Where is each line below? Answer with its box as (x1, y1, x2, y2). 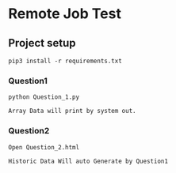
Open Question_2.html (8, 143, 80, 151)
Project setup (8, 36, 77, 50)
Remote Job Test (8, 5, 121, 23)
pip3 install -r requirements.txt (8, 57, 123, 65)
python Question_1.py (8, 93, 80, 101)
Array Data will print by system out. (8, 107, 136, 115)
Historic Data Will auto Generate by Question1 (8, 157, 169, 165)
